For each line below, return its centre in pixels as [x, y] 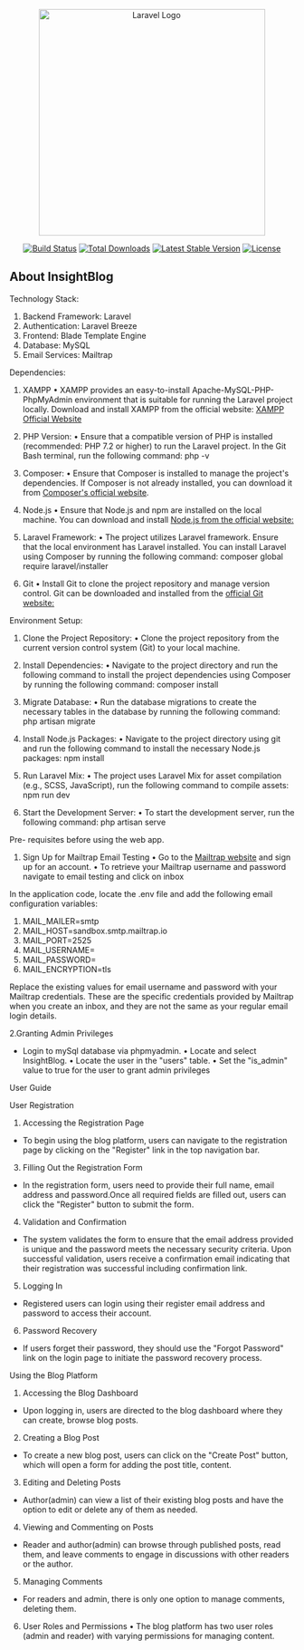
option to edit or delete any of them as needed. [110, 1510]
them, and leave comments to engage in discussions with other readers [156, 1554]
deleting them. [49, 1608]
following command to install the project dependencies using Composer [157, 674]
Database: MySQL [56, 345]
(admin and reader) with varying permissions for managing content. [148, 1636]
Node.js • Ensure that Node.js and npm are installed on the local [142, 510]
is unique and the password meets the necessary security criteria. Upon [157, 1249]
